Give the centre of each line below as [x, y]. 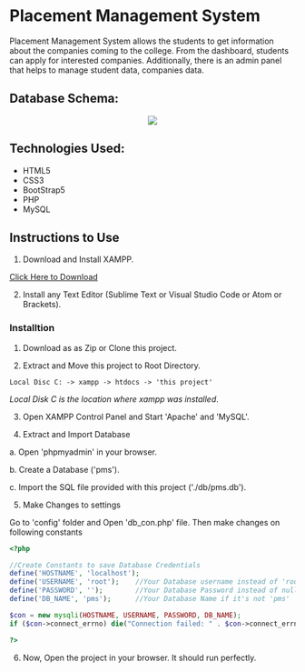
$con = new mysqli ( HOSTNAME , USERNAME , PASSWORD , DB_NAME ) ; [126, 615]
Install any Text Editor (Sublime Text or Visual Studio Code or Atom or [152, 295]
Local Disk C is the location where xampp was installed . [114, 399]
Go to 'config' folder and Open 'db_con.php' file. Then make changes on [145, 522]
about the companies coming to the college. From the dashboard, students [149, 50]
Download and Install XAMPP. [78, 259]
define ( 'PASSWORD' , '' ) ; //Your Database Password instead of [144, 591]
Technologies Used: [67, 149]
